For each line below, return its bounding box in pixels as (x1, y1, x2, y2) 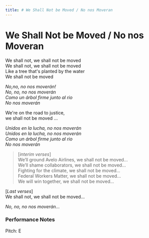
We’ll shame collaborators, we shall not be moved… (17, 162, 126, 168)
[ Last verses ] (5, 188, 33, 194)
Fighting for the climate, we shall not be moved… (17, 167, 121, 174)
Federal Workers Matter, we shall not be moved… (17, 173, 121, 179)
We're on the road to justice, (5, 109, 65, 115)
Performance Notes (5, 216, 55, 223)
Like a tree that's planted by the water (5, 68, 85, 74)
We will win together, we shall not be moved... (17, 178, 114, 184)
